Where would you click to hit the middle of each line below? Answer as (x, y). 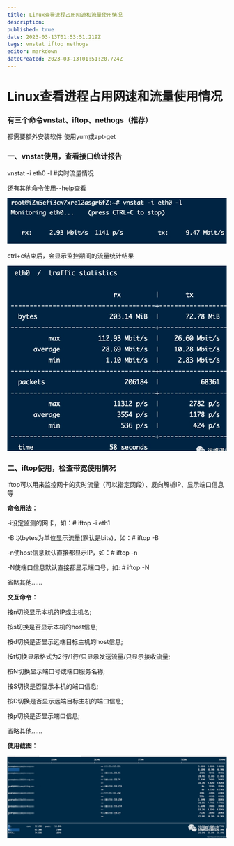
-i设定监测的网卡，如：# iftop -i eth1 (59, 523)
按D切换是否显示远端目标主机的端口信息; (65, 701)
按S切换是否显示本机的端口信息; (53, 686)
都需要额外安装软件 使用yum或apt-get (62, 137)
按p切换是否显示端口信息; (44, 716)
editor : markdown (32, 52)
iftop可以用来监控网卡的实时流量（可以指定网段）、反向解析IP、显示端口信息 (116, 484)
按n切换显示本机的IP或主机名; (49, 612)
